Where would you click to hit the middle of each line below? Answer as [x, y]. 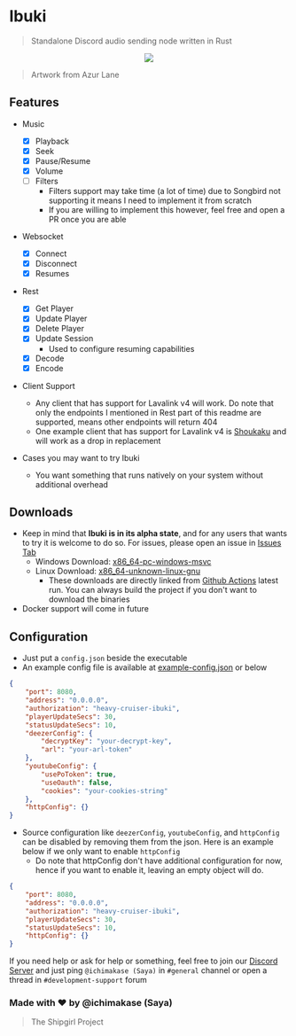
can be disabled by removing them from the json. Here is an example [148, 842]
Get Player [54, 308]
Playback [52, 141]
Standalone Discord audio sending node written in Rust [131, 41]
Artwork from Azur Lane [75, 74]
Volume [49, 171]
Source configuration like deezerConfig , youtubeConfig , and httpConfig [151, 833]
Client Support [48, 386]
